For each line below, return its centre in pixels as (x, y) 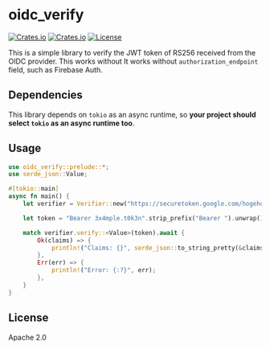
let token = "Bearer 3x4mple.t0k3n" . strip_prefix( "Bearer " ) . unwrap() (143, 218)
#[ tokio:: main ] (34, 189)
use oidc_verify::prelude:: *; (59, 167)
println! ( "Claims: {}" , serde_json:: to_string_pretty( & (147, 248)
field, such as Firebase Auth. (55, 69)
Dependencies (45, 95)
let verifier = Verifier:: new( (75, 204)
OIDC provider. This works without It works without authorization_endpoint (133, 61)
